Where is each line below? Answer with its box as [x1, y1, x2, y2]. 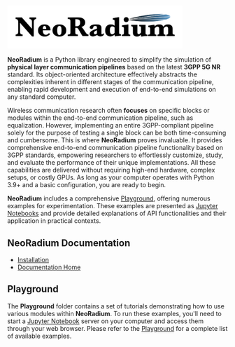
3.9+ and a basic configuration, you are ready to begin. [7, 181, 166, 189]
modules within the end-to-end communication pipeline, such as [7, 114, 194, 122]
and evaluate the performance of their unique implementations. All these [7, 158, 216, 167]
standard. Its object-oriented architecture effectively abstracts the [7, 70, 198, 79]
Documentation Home [17, 263, 81, 271]
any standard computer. [7, 93, 76, 101]
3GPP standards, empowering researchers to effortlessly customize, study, [7, 151, 224, 159]
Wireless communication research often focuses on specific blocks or [7, 107, 210, 115]
